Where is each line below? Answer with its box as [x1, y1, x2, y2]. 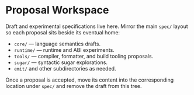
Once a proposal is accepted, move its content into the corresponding [5, 76, 174, 83]
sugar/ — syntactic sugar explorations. [13, 59, 108, 66]
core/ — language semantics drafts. [13, 40, 101, 47]
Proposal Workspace [5, 3, 109, 17]
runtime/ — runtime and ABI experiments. [13, 46, 115, 53]
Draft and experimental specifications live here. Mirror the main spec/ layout [5, 23, 188, 30]
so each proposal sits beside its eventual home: [5, 29, 120, 36]
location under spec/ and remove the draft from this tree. [5, 82, 142, 89]
